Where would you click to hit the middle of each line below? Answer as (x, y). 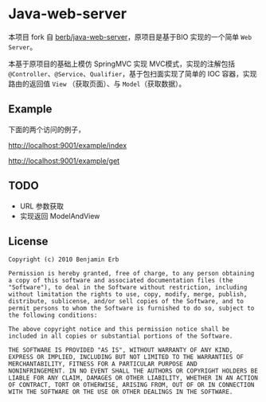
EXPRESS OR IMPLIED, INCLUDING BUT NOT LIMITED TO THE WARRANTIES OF (126, 357)
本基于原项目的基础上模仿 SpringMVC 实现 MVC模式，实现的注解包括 (122, 64)
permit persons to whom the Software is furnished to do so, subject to (131, 308)
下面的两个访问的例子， (47, 129)
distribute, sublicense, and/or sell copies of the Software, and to (126, 302)
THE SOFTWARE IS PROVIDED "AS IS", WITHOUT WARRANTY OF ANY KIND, (121, 350)
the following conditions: (53, 315)
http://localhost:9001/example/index (68, 145)
